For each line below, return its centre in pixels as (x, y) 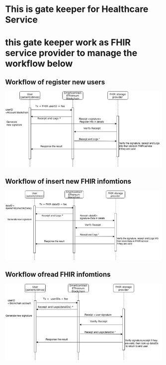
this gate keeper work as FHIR (68, 43)
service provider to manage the (71, 53)
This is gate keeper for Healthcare (77, 9)
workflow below (39, 64)
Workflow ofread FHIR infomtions (58, 275)
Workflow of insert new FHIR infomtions (68, 181)
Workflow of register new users (55, 82)
